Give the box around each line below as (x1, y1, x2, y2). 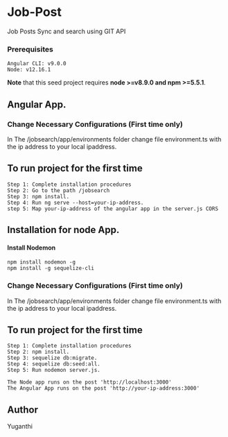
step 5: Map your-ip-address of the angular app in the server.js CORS (7, 205, 218, 212)
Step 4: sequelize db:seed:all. (7, 361, 100, 368)
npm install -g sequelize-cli (7, 265, 95, 272)
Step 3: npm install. (7, 193, 70, 200)
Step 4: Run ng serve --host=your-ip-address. (7, 199, 144, 206)
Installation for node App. (7, 224, 120, 236)
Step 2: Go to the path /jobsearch (7, 187, 110, 194)
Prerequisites (7, 44, 53, 54)
